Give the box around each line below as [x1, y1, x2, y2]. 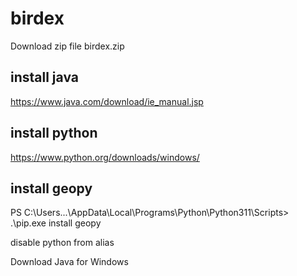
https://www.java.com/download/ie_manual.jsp [10, 95, 204, 107]
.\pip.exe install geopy [10, 217, 102, 229]
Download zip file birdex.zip [10, 40, 125, 52]
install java [10, 69, 79, 86]
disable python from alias [10, 237, 115, 249]
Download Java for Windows [10, 256, 129, 268]
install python [10, 125, 98, 142]
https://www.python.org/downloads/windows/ [10, 151, 200, 163]
